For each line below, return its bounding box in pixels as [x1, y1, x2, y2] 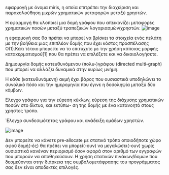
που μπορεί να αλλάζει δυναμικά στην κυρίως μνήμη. [5, 66, 119, 72]
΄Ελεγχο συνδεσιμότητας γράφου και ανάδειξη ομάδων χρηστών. [5, 118, 145, 124]
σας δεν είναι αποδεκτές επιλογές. [5, 164, 80, 170]
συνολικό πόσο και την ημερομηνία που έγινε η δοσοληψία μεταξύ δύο [5, 81, 156, 87]
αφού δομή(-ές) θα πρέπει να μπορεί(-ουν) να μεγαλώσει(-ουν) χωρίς [5, 142, 155, 149]
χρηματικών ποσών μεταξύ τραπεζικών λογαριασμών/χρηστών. [5, 25, 141, 31]
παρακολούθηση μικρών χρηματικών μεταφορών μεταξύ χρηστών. [5, 10, 147, 16]
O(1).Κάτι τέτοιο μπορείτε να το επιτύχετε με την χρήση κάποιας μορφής [5, 46, 158, 51]
